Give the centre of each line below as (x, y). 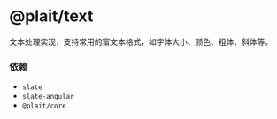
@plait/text (51, 16)
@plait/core (44, 106)
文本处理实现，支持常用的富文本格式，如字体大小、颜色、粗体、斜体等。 (141, 41)
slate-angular (48, 97)
